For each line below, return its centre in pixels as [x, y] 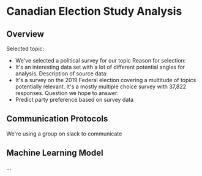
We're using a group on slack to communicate [64, 134]
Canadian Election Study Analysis [94, 11]
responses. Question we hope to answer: [67, 93]
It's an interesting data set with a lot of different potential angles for [100, 67]
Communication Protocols [57, 119]
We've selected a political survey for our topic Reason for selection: [100, 60]
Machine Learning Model [55, 153]
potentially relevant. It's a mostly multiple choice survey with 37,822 [101, 86]
